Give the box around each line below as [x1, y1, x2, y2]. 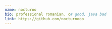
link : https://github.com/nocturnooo [5, 16, 84, 21]
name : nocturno [5, 7, 37, 12]
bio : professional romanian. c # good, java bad [5, 12, 107, 17]
